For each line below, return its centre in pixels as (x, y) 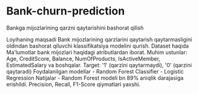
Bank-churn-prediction (66, 11)
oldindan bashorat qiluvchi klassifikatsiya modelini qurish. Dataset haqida (97, 46)
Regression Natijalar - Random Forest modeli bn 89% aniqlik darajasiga (95, 78)
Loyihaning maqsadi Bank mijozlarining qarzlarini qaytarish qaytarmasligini (99, 39)
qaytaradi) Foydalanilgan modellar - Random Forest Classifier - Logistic (95, 71)
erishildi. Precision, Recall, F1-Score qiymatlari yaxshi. (73, 84)
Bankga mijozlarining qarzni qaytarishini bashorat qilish (75, 28)
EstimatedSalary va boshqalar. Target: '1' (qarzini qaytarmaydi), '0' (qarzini (99, 65)
